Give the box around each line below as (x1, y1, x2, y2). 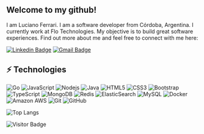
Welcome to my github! (6, 5, 97, 15)
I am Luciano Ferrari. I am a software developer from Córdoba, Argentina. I (6, 21, 194, 28)
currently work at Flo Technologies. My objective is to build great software (6, 28, 194, 35)
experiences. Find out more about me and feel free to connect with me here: (6, 34, 199, 42)
